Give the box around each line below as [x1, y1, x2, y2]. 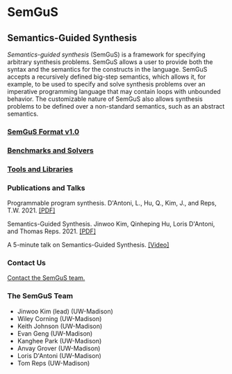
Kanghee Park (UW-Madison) [17, 336, 102, 345]
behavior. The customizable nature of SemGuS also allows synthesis [7, 95, 203, 103]
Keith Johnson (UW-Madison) [17, 322, 103, 330]
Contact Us [7, 258, 47, 267]
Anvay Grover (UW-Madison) [17, 344, 101, 352]
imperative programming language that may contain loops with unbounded [7, 88, 221, 95]
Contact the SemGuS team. [7, 274, 85, 282]
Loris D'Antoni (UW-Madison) [17, 351, 102, 359]
